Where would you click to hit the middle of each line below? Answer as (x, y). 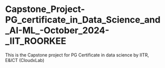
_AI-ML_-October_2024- (57, 30)
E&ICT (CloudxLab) (25, 60)
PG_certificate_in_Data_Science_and (83, 20)
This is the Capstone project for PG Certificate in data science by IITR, (77, 55)
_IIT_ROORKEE (36, 41)
